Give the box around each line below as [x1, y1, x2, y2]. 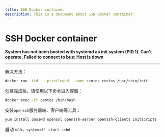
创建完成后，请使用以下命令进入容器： [5, 88, 82, 94]
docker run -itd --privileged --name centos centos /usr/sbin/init [5, 79, 148, 84]
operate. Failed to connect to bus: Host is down [5, 54, 104, 60]
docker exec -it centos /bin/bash [5, 98, 76, 103]
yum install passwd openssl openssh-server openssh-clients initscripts [5, 117, 157, 122]
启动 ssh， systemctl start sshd [5, 127, 71, 133]
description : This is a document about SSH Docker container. [5, 12, 135, 17]
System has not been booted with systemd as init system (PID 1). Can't [5, 49, 152, 55]
